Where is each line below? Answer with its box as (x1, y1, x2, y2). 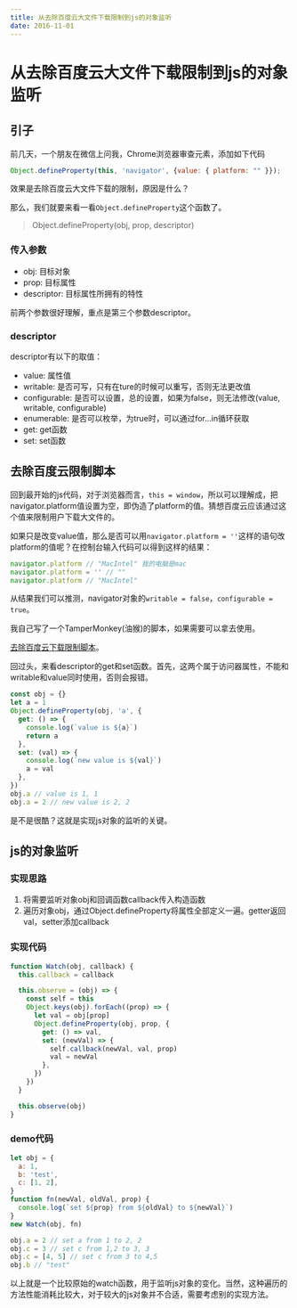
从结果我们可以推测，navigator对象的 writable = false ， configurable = (10, 593, 274, 604)
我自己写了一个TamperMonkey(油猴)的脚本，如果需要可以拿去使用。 (10, 623, 261, 634)
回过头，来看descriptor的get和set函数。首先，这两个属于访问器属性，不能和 (10, 661, 290, 672)
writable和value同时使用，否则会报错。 (10, 672, 154, 683)
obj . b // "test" (10, 1261, 70, 1270)
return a (26, 732, 59, 740)
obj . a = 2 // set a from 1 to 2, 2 (10, 1236, 142, 1245)
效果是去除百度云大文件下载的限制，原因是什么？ (10, 184, 189, 194)
